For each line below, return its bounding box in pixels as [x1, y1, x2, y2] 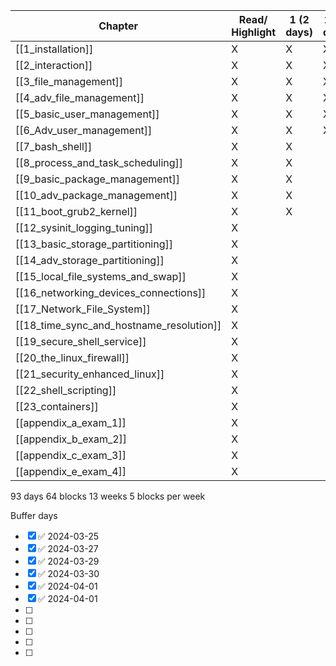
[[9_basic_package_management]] [15, 172, 180, 186]
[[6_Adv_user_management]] [15, 124, 153, 137]
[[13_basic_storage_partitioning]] [15, 237, 173, 251]
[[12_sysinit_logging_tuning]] [15, 221, 154, 234]
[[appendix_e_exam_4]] [15, 465, 127, 478]
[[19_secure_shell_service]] [15, 335, 147, 348]
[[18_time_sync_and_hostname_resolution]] [15, 319, 222, 332]
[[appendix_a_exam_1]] [15, 416, 127, 429]
